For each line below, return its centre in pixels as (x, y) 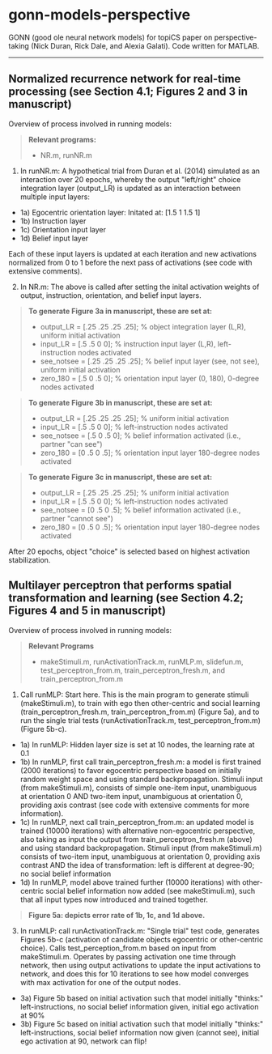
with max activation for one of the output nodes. (100, 982)
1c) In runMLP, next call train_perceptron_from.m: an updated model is (137, 822)
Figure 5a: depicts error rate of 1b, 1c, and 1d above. (117, 915)
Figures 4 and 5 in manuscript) (87, 611)
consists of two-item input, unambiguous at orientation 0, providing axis (140, 856)
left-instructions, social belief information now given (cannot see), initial (140, 1032)
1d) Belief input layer (54, 238)
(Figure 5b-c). (43, 729)
